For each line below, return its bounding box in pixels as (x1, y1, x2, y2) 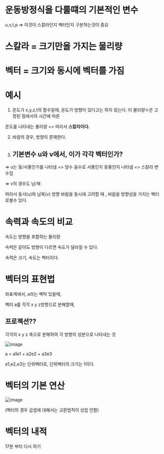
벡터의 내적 (5, 426, 47, 437)
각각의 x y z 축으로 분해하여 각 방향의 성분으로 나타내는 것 (5, 331, 116, 337)
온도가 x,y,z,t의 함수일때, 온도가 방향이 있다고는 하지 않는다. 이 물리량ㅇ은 (12, 107, 154, 113)
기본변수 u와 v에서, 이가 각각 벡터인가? (12, 150, 123, 158)
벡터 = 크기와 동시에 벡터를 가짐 (5, 65, 125, 76)
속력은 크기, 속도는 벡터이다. (5, 255, 59, 261)
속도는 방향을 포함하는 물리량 (5, 234, 61, 239)
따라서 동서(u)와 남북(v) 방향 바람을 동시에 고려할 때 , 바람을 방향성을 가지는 (5, 191, 150, 197)
